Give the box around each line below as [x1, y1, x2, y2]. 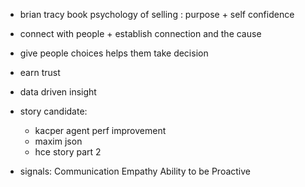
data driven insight [19, 86, 97, 98]
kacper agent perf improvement [34, 125, 167, 136]
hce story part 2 [34, 146, 102, 158]
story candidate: [19, 105, 88, 117]
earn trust [19, 67, 61, 78]
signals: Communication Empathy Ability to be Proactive [19, 165, 252, 177]
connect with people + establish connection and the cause [19, 28, 262, 39]
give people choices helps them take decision [19, 47, 209, 59]
